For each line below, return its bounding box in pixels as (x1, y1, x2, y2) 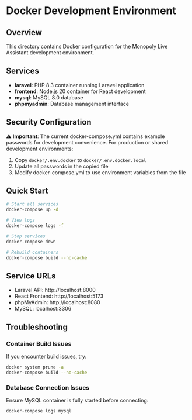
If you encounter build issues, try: (6, 353, 87, 360)
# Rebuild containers (6, 249, 59, 255)
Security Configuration (6, 117, 92, 127)
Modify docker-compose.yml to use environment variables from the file (14, 168, 186, 176)
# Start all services (6, 201, 59, 207)
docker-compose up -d (6, 206, 59, 213)
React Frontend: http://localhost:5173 (14, 292, 104, 299)
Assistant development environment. (6, 49, 95, 56)
